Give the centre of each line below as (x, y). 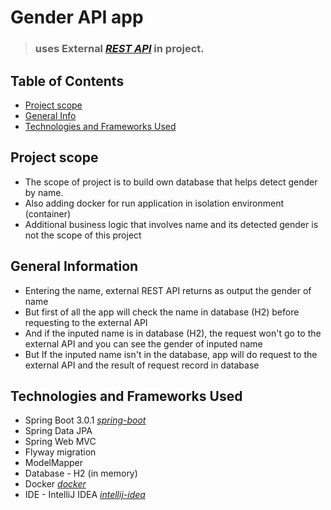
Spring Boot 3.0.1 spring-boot (85, 420)
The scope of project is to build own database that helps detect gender (171, 182)
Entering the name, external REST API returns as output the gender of (168, 290)
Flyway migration (60, 452)
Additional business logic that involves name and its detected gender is (171, 224)
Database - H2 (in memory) (81, 473)
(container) (48, 213)
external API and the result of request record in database (142, 365)
